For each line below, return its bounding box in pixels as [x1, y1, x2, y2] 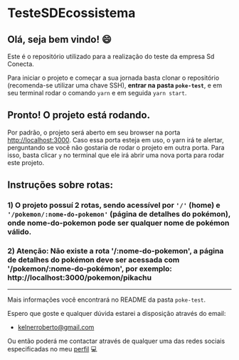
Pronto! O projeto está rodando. [7, 109, 151, 122]
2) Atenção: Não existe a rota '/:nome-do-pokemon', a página [7, 246, 224, 256]
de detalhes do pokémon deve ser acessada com [7, 255, 180, 265]
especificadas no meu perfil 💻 [7, 345, 97, 354]
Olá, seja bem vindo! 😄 [7, 33, 112, 46]
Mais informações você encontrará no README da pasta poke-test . [7, 295, 206, 304]
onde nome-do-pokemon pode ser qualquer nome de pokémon [7, 218, 230, 228]
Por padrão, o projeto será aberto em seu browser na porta [7, 128, 181, 137]
